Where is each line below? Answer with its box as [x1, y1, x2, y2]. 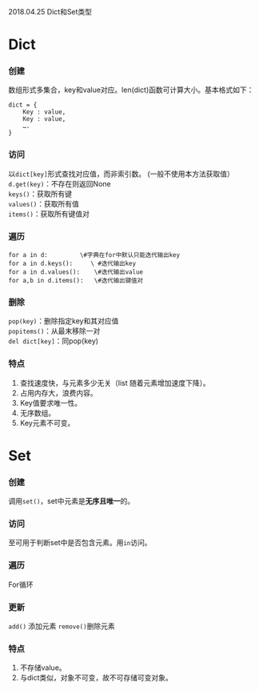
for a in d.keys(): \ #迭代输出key [8, 259, 137, 268]
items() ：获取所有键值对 [8, 209, 90, 219]
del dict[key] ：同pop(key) [8, 336, 98, 346]
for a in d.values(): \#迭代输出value [8, 268, 144, 276]
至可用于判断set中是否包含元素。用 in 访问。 [8, 538, 152, 548]
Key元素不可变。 [19, 418, 75, 427]
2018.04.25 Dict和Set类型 [8, 7, 93, 16]
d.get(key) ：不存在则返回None [8, 179, 111, 188]
